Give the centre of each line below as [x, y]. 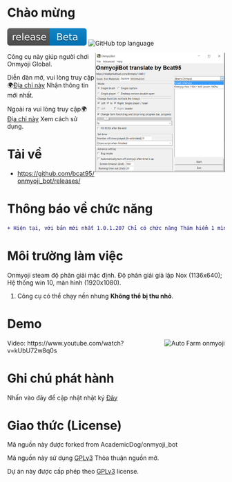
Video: [17, 343]
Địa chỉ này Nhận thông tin [51, 85]
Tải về [25, 154]
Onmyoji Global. [30, 64]
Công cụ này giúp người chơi [48, 56]
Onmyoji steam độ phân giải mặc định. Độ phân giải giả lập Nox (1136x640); [115, 275]
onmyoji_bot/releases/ [49, 181]
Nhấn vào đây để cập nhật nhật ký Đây [62, 398]
